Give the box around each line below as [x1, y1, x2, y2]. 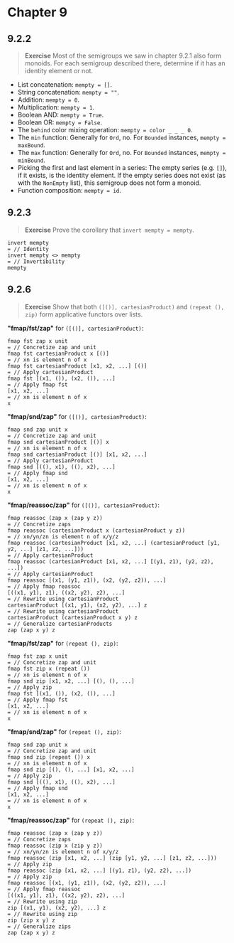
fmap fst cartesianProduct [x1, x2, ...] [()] [7, 362, 147, 370]
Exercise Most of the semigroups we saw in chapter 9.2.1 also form [24, 51, 222, 60]
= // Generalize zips [7, 922, 72, 930]
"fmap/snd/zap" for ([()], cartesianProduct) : [7, 412, 147, 420]
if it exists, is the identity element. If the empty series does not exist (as [17, 171, 226, 179]
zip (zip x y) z [7, 917, 55, 924]
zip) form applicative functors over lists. [24, 310, 143, 319]
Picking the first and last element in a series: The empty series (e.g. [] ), [17, 164, 227, 171]
